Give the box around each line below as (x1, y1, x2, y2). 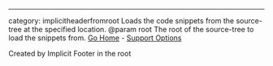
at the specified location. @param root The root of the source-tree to (23, 25, 254, 34)
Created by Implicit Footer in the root (8, 49, 132, 58)
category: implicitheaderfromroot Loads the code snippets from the (8, 16, 234, 25)
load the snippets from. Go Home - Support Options (8, 33, 182, 43)
